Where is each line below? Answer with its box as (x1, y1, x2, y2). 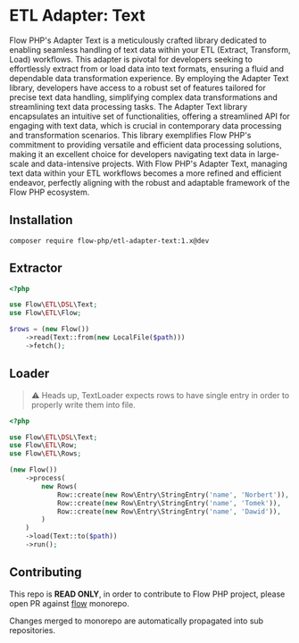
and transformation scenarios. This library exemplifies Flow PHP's (9, 129, 252, 140)
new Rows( (41, 481, 78, 491)
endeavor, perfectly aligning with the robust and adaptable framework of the (9, 177, 290, 188)
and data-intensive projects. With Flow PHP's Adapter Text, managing (30, 158, 288, 169)
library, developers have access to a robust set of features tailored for (9, 82, 266, 93)
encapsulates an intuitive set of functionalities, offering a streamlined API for (9, 111, 290, 121)
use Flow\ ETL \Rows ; (9, 449, 82, 458)
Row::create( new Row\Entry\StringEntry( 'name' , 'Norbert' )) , (56, 490, 290, 499)
